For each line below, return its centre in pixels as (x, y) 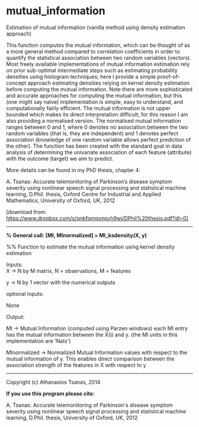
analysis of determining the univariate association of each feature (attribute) (99, 152)
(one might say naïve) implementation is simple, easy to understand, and (95, 101)
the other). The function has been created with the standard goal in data (94, 146)
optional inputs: (25, 294)
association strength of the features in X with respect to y (76, 365)
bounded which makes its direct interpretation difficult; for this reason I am (97, 114)
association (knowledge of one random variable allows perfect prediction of (99, 139)
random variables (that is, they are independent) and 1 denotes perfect (92, 133)
